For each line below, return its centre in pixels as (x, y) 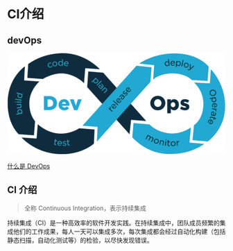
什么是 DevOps (29, 166)
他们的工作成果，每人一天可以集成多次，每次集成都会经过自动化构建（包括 (119, 231)
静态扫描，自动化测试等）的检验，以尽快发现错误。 (80, 240)
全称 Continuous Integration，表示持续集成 (85, 208)
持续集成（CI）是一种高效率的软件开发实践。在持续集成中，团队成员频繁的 (113, 223)
